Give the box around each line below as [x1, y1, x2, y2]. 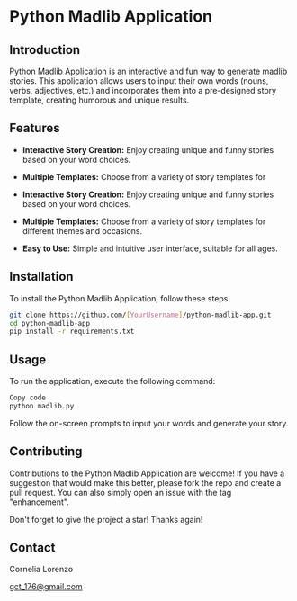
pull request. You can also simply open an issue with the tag [9, 487, 232, 498]
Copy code [9, 393, 47, 402]
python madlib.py [9, 401, 75, 410]
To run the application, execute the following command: [9, 376, 216, 387]
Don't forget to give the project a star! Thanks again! [9, 514, 203, 525]
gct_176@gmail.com [9, 581, 83, 592]
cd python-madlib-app [9, 318, 91, 327]
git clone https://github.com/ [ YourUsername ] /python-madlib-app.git [9, 310, 272, 319]
